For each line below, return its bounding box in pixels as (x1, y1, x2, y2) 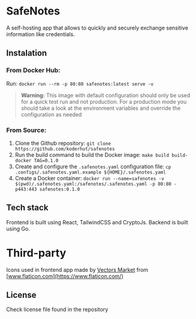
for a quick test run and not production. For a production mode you (20, 98, 187, 105)
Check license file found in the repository (6, 306, 108, 313)
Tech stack (6, 203, 49, 213)
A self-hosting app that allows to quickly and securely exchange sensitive (6, 24, 188, 31)
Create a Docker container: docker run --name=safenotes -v (14, 174, 164, 182)
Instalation (6, 48, 47, 58)
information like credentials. (6, 30, 75, 37)
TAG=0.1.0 (34, 157, 59, 163)
